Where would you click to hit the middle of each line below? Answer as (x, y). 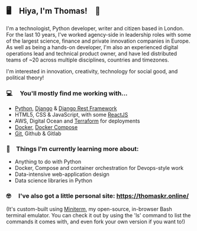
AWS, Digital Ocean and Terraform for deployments (77, 121)
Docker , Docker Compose (46, 127)
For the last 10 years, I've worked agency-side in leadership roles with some (98, 34)
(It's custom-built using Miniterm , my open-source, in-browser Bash (89, 209)
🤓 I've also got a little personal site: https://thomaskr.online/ (98, 196)
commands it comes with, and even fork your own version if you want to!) (96, 222)
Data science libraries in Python (54, 181)
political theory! (25, 78)
